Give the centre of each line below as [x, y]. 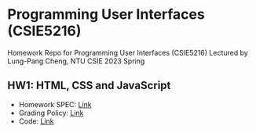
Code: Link [36, 121]
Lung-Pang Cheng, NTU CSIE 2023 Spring [76, 61]
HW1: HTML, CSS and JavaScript [89, 86]
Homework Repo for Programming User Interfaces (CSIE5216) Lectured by [128, 52]
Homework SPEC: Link [55, 104]
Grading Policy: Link [51, 113]
